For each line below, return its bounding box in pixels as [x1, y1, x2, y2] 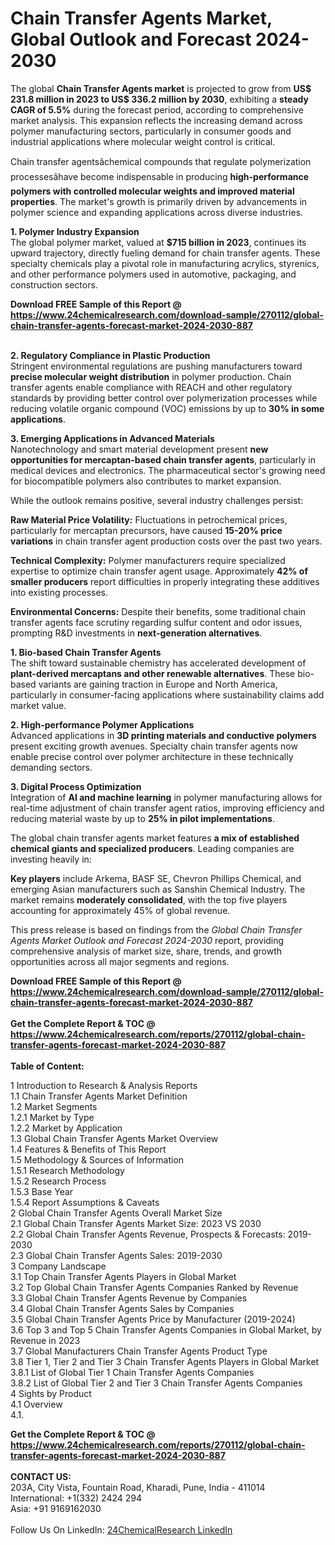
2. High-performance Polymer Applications [10, 718, 195, 731]
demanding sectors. [10, 761, 93, 773]
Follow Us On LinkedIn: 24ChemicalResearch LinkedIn [10, 1523, 233, 1536]
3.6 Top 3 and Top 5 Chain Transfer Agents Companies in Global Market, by [10, 1323, 322, 1336]
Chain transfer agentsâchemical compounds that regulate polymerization [10, 155, 312, 167]
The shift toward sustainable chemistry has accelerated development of [10, 657, 307, 669]
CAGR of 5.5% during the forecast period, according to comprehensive [10, 103, 304, 116]
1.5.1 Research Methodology [10, 1164, 125, 1176]
